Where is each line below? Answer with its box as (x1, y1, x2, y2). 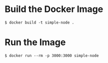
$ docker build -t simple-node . (4, 20, 74, 25)
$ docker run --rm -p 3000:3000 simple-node (4, 53, 99, 58)
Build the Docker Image (4, 3, 103, 15)
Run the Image (4, 36, 66, 48)
